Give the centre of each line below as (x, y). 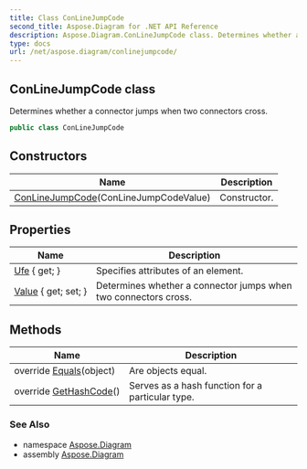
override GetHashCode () (67, 391)
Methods (36, 330)
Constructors (48, 156)
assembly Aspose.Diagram (73, 454)
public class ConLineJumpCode (67, 128)
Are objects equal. (168, 371)
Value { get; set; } (51, 292)
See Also (30, 424)
